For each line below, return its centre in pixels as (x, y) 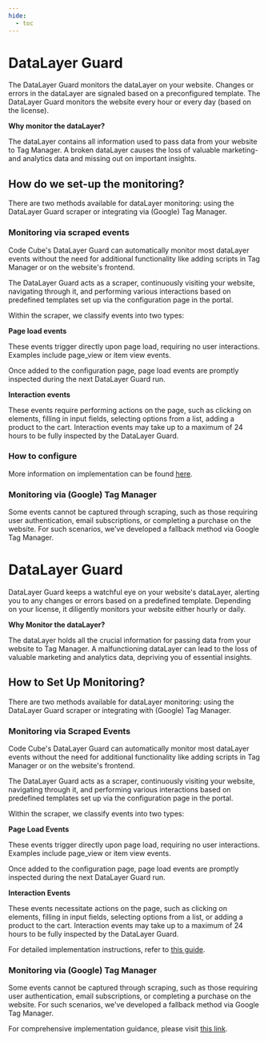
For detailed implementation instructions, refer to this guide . (107, 950)
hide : (17, 16)
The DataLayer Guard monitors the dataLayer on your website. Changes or (131, 85)
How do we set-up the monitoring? (96, 184)
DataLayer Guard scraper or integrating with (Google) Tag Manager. (120, 710)
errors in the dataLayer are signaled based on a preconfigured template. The (134, 94)
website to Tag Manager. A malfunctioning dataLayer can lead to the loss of (133, 649)
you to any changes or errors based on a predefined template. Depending (130, 601)
